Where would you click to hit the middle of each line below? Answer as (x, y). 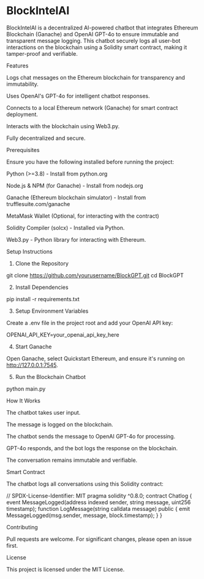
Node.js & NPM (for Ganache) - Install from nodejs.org (75, 185)
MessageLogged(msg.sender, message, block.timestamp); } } (84, 515)
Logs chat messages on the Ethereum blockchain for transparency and (96, 77)
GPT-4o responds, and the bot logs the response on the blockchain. (92, 448)
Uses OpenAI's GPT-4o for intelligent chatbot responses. (78, 96)
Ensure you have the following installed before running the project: (90, 162)
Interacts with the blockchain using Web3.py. (63, 126)
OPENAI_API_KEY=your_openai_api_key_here (63, 334)
